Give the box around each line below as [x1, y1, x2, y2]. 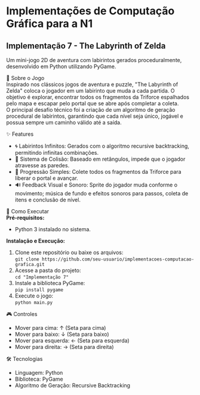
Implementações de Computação [6, 4, 175, 18]
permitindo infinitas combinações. [14, 149, 99, 156]
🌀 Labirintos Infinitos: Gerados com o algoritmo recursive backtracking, [14, 142, 190, 149]
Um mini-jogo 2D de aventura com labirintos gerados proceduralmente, [6, 57, 182, 63]
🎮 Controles [6, 311, 38, 317]
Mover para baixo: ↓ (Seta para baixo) [14, 330, 109, 338]
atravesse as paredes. [14, 162, 70, 169]
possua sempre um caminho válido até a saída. [6, 119, 122, 126]
